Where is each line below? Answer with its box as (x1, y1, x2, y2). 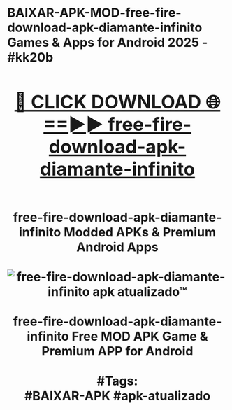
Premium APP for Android (41, 343, 194, 359)
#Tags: (96, 373, 138, 389)
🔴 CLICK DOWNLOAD (14, 90, 201, 113)
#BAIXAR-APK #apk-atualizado (24, 388, 211, 404)
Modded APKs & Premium (64, 224, 217, 240)
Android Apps (76, 239, 159, 255)
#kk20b (7, 50, 54, 66)
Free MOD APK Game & (71, 328, 208, 344)
